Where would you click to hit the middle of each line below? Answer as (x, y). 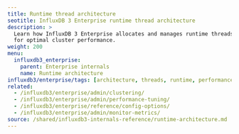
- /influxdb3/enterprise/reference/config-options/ (92, 106)
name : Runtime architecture (62, 73)
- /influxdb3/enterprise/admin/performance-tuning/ (92, 100)
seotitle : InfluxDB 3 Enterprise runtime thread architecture (101, 21)
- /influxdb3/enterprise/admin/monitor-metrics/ (87, 113)
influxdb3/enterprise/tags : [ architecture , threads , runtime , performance (121, 80)
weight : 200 (25, 47)
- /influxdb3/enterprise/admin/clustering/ (79, 93)
